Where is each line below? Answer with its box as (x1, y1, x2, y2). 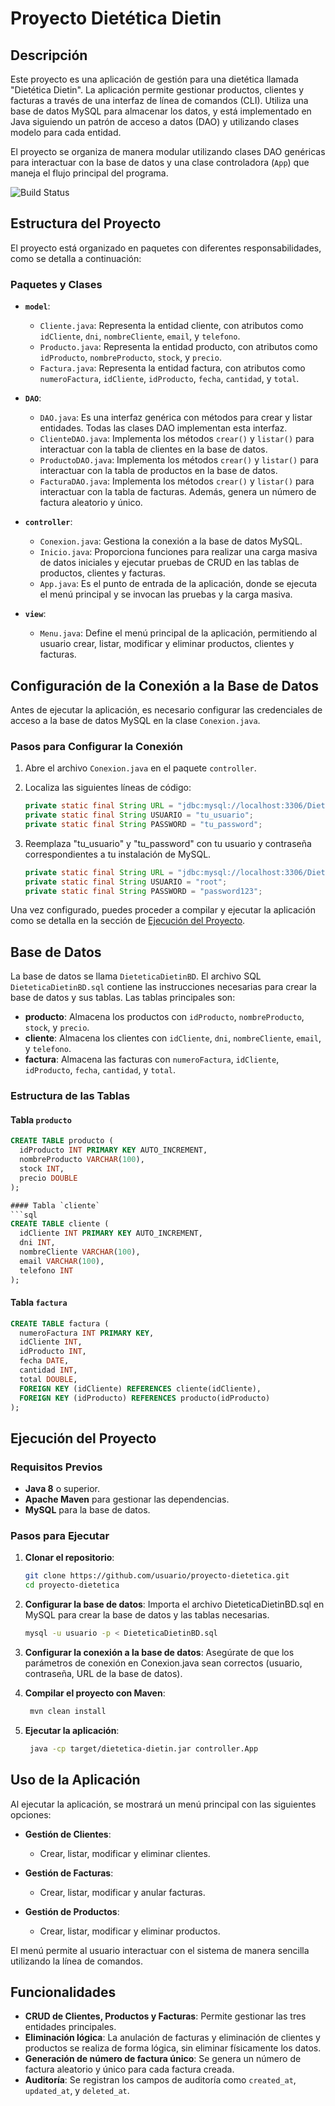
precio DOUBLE (19, 1173, 78, 1183)
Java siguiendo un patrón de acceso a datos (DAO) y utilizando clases (10, 116, 300, 127)
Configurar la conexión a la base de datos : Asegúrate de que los (24, 1647, 295, 1659)
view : (24, 608, 47, 620)
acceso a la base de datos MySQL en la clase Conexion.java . (10, 714, 261, 726)
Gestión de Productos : (24, 1905, 120, 1917)
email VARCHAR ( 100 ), (19, 1256, 105, 1266)
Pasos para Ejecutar (10, 1529, 110, 1543)
